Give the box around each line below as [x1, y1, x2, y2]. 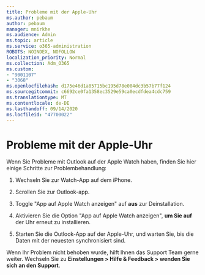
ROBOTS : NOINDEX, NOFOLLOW [6, 49, 75, 55]
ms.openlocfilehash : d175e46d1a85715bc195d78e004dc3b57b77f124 [6, 83, 171, 89]
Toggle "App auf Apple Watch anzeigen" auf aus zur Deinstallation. [15, 200, 185, 208]
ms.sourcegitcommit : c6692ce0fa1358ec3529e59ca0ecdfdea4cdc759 [6, 89, 171, 95]
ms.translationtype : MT [6, 94, 67, 100]
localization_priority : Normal [6, 55, 86, 61]
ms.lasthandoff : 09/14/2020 [6, 105, 78, 112]
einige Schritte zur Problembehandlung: [6, 165, 107, 172]
